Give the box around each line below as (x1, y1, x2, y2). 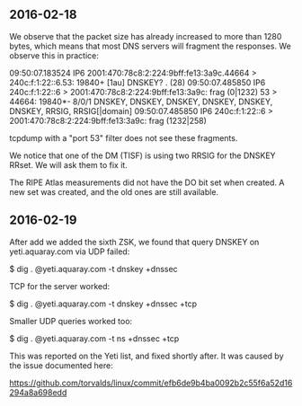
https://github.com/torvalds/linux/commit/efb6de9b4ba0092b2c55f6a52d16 (9, 377, 293, 388)
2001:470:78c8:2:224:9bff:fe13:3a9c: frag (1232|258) (9, 115, 207, 126)
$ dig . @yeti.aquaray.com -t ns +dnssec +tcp (9, 332, 180, 344)
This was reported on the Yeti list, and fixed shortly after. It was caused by (9, 350, 285, 361)
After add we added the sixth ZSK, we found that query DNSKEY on (9, 236, 260, 247)
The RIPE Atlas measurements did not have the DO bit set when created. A (9, 177, 285, 188)
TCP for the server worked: (9, 280, 111, 291)
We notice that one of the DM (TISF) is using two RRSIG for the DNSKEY (9, 150, 276, 161)
